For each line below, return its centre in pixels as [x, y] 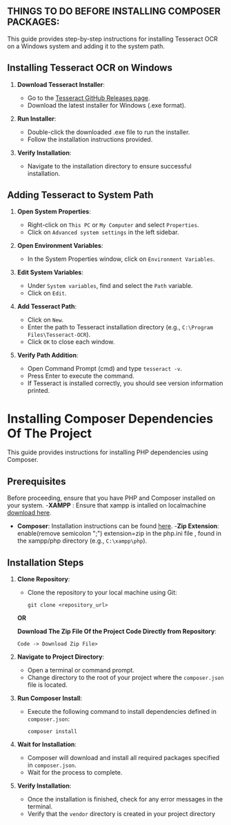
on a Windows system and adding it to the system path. [86, 46]
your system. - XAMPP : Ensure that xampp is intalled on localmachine [107, 505]
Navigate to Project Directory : [61, 657]
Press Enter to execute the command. [81, 376]
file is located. [47, 685]
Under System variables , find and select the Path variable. [110, 286]
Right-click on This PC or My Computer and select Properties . [113, 225]
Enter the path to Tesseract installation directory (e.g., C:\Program [120, 327]
